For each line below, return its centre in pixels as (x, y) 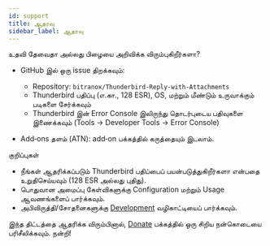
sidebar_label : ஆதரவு (46, 31)
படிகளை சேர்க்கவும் (62, 104)
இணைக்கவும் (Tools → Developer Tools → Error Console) (126, 123)
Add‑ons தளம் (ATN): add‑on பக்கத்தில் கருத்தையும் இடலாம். (117, 139)
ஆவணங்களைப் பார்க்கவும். (63, 199)
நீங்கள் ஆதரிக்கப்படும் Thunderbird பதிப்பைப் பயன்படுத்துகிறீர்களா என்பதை (140, 171)
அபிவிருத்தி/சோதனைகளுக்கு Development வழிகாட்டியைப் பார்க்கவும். (129, 208)
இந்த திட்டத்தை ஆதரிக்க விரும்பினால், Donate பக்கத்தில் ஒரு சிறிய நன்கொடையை (135, 224)
